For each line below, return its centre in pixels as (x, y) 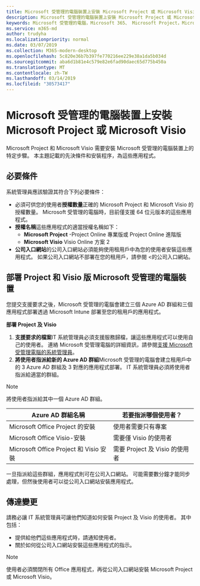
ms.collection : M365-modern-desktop (51, 51)
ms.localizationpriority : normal (48, 39)
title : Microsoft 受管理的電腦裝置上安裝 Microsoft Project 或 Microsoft (94, 12)
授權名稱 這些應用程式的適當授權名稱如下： (67, 227)
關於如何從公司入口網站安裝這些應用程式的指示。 (75, 545)
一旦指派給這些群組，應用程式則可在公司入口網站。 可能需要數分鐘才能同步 (98, 474)
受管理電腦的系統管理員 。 (46, 352)
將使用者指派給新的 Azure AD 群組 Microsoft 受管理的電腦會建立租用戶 (100, 359)
